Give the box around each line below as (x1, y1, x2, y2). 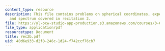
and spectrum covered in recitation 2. (9, 16, 91, 21)
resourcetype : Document (5, 30, 54, 34)
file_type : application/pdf (5, 25, 63, 30)
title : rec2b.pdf (5, 34, 41, 39)
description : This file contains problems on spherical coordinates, (5, 12, 151, 17)
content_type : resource (5, 7, 54, 12)
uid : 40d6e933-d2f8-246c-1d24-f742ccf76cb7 (5, 39, 96, 44)
